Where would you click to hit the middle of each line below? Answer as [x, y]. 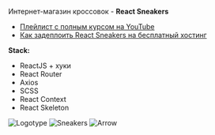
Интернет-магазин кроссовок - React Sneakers [89, 11]
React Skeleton [44, 107]
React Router [41, 74]
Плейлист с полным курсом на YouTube [87, 26]
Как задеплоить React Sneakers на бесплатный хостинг [113, 35]
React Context [43, 99]
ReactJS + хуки [45, 66]
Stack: [19, 50]
